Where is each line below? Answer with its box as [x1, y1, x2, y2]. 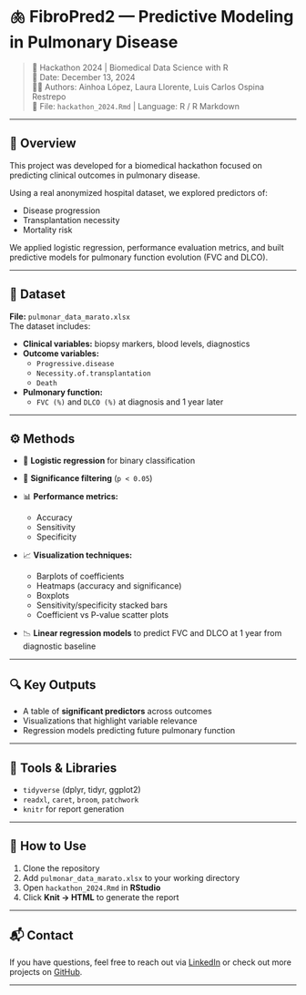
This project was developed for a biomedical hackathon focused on [9, 159, 262, 170]
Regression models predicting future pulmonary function [22, 725, 236, 736]
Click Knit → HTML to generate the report [22, 891, 179, 902]
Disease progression [22, 205, 100, 216]
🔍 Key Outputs [9, 677, 97, 692]
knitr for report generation [22, 804, 125, 815]
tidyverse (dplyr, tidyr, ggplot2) [22, 785, 141, 795]
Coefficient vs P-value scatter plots [36, 610, 169, 621]
